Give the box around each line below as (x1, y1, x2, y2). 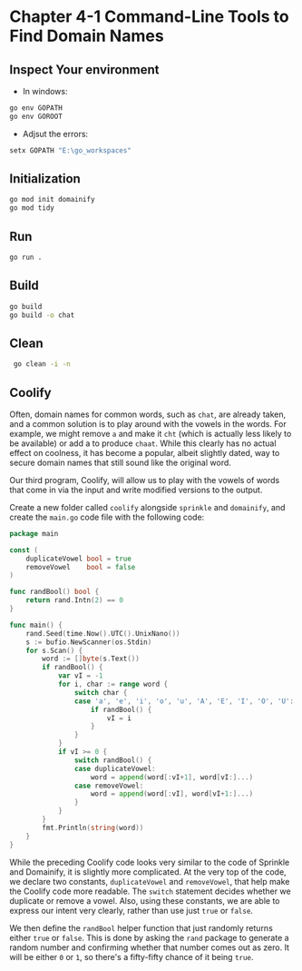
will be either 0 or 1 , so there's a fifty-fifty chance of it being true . (9, 951, 254, 962)
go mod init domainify (9, 195, 95, 204)
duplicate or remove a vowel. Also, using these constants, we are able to (9, 895, 280, 906)
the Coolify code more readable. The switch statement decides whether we (9, 886, 292, 897)
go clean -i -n (13, 360, 71, 369)
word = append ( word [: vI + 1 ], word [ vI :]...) (90, 772, 254, 782)
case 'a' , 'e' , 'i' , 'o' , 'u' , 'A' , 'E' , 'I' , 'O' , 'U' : (73, 697, 295, 706)
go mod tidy (9, 203, 54, 213)
